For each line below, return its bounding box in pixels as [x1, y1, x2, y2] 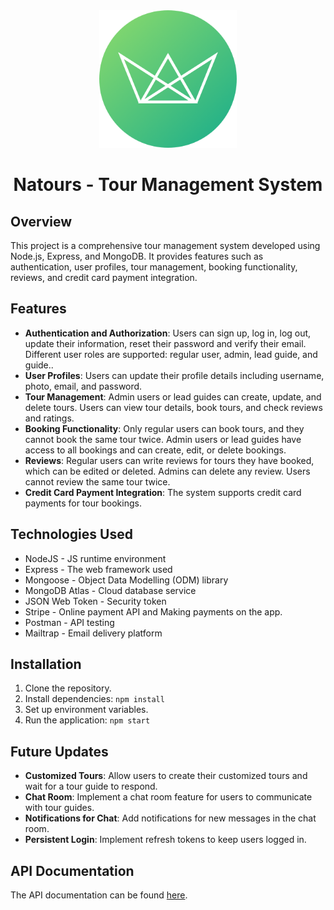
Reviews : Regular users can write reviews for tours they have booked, [24, 454, 315, 466]
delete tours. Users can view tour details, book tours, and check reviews [24, 401, 323, 413]
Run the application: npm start [24, 714, 151, 726]
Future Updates [10, 743, 109, 760]
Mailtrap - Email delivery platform [24, 627, 163, 639]
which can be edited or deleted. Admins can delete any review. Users [24, 465, 311, 477]
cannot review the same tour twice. [24, 475, 171, 488]
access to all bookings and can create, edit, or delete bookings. [24, 444, 287, 456]
